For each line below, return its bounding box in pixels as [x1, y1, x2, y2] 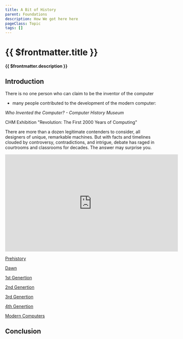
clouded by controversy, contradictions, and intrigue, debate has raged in [5, 139, 154, 145]
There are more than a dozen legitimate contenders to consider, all [5, 129, 141, 135]
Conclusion [5, 327, 41, 336]
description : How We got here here [5, 16, 78, 21]
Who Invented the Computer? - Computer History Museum [5, 110, 124, 115]
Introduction [5, 77, 44, 86]
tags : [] [5, 26, 23, 31]
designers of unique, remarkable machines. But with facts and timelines [5, 134, 151, 140]
